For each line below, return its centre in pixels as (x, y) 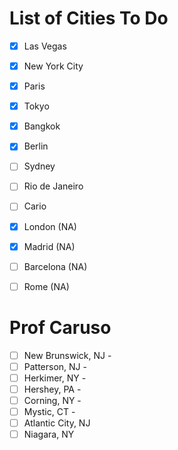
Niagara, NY (49, 434)
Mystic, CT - (49, 411)
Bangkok (42, 126)
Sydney (39, 166)
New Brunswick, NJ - (67, 355)
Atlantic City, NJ (57, 423)
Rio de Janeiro (53, 186)
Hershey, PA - (52, 389)
